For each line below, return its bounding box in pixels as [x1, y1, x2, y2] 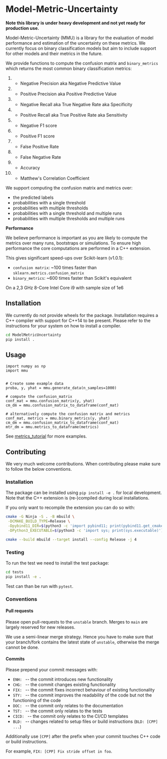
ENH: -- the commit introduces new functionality [12, 676, 113, 683]
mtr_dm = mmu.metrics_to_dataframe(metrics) [5, 425, 99, 430]
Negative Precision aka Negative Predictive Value [20, 80, 121, 86]
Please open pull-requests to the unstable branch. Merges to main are [5, 619, 148, 625]
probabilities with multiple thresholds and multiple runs [12, 215, 125, 221]
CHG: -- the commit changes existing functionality [12, 682, 116, 688]
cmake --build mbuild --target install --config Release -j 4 [5, 537, 137, 542]
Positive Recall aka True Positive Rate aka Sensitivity [20, 112, 128, 118]
